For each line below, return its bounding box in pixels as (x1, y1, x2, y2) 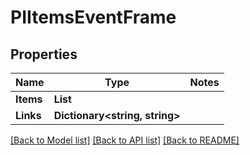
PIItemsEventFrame (10, 6, 177, 29)
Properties (10, 46, 78, 63)
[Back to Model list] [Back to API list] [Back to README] (10, 134, 240, 146)
